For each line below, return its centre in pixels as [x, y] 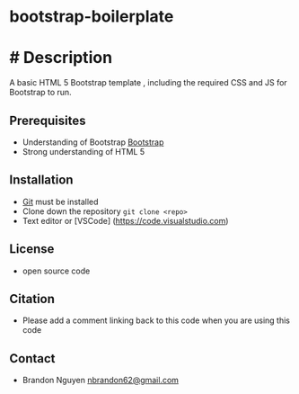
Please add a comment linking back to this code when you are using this [156, 320]
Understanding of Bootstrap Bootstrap [93, 142]
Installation [41, 180]
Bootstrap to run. [40, 93]
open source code [56, 271]
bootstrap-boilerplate [92, 17]
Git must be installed [60, 201]
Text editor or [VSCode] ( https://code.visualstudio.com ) [125, 220]
